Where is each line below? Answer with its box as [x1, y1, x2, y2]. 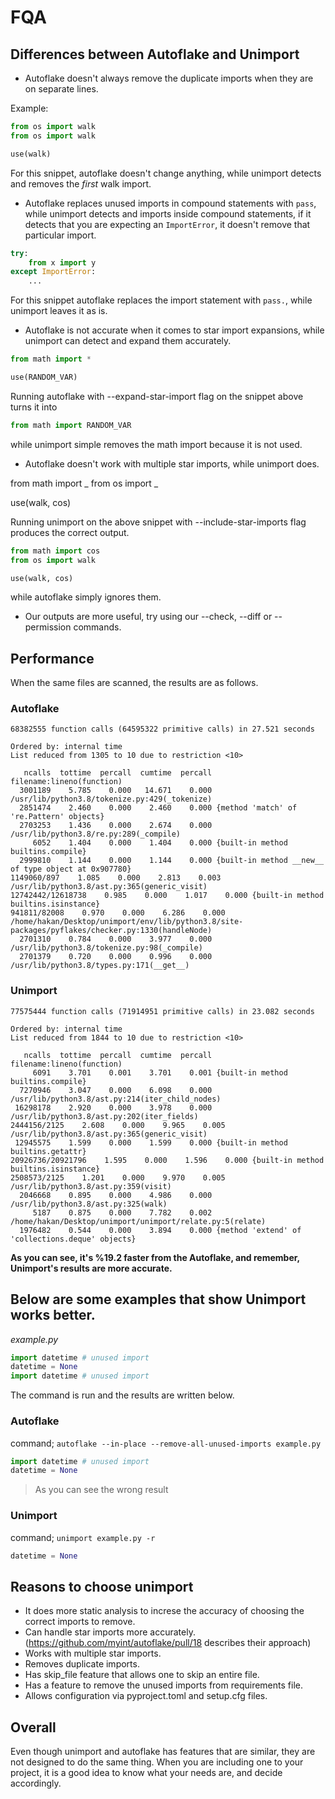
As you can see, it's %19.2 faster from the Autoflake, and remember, [10, 1251, 300, 1263]
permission [24, 621, 72, 633]
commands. [73, 621, 122, 633]
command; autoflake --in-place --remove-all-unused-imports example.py [10, 1437, 322, 1449]
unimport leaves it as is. [10, 305, 108, 317]
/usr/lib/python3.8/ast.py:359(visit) [10, 1181, 172, 1191]
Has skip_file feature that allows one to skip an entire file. [24, 1669, 260, 1681]
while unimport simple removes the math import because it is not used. [10, 438, 303, 450]
